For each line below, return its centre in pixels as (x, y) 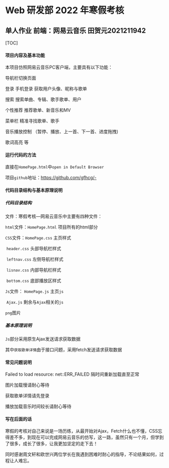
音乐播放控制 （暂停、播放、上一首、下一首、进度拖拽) (62, 132)
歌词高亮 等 (17, 142)
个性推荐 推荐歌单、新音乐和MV (38, 110)
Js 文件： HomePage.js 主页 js (34, 291)
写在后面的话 (18, 419)
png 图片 (13, 313)
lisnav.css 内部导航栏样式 (34, 270)
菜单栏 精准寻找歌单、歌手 (32, 121)
